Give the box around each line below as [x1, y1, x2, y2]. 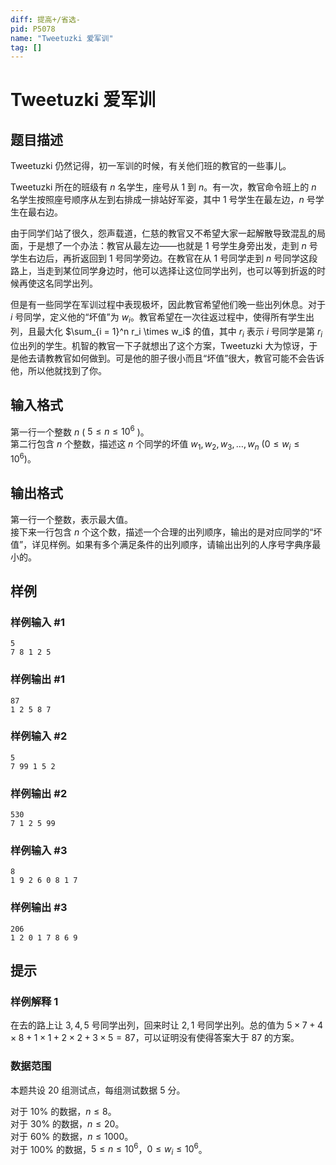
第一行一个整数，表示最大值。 [10, 513, 133, 525]
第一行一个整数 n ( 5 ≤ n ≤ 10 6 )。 [10, 424, 150, 438]
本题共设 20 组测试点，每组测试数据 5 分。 [10, 1084, 186, 1096]
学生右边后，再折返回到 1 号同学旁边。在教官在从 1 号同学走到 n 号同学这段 [10, 252, 318, 265]
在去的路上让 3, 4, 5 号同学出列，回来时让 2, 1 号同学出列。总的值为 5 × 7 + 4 [10, 1019, 324, 1031]
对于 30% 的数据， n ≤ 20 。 [10, 1117, 125, 1130]
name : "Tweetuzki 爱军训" [10, 33, 114, 43]
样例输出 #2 [10, 786, 68, 800]
